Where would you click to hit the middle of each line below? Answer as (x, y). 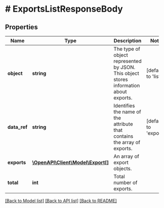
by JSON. (124, 67)
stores (121, 79)
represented (127, 61)
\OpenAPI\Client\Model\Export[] (70, 162)
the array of (127, 142)
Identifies (124, 106)
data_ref (18, 127)
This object (126, 73)
